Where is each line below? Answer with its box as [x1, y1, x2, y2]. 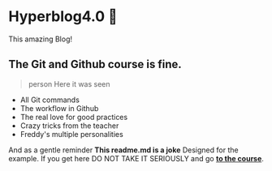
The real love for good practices [19, 112, 128, 122]
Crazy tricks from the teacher [19, 121, 119, 130]
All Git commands [19, 95, 80, 105]
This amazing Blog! [8, 34, 73, 44]
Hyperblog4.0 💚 [8, 7, 118, 26]
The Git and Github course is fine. [8, 58, 183, 71]
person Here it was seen [28, 79, 111, 88]
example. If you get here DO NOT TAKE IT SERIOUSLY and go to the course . [8, 153, 264, 163]
